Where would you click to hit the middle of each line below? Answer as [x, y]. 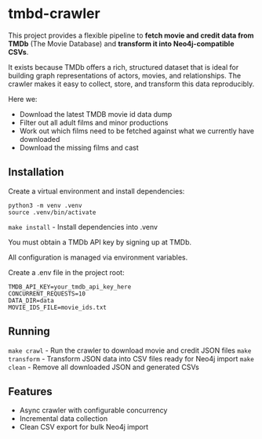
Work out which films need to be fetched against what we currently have [137, 131]
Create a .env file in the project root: [66, 272]
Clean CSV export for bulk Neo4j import [84, 427]
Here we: [23, 99]
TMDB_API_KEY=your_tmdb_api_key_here [70, 287]
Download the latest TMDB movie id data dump [96, 114]
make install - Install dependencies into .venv [83, 227]
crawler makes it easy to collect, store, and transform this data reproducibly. [131, 84]
